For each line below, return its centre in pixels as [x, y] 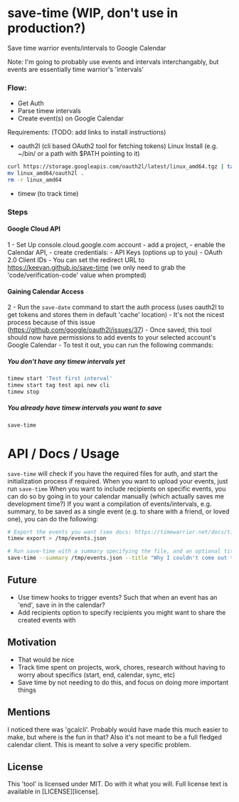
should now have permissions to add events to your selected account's [112, 338]
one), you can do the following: [53, 519]
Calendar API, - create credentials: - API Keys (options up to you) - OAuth [115, 252]
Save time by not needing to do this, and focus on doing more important [123, 682]
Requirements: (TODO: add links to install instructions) [87, 132]
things [27, 689]
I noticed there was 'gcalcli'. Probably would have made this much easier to [118, 729]
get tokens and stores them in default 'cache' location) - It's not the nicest [116, 315]
